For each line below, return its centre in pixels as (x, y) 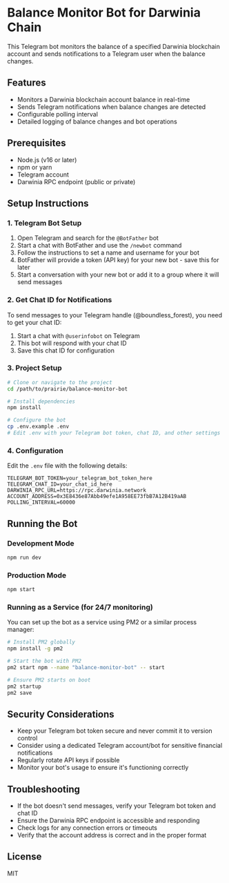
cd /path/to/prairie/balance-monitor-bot (68, 389)
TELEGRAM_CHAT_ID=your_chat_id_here (60, 484)
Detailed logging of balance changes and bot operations (97, 121)
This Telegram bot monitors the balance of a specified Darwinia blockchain (114, 46)
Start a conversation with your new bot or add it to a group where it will (118, 275)
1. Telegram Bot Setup (44, 223)
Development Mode (41, 543)
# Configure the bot (37, 420)
